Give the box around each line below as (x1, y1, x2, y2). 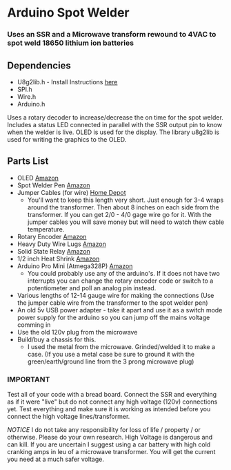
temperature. (27, 225, 65, 233)
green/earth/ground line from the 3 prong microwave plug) (27, 357, 194, 366)
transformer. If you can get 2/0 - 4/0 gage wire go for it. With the (27, 210, 212, 218)
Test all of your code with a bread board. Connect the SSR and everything (7, 391, 217, 399)
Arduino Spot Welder (7, 5, 130, 21)
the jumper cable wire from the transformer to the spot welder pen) (17, 299, 208, 307)
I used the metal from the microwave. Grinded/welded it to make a (27, 342, 216, 350)
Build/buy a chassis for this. (17, 335, 97, 344)
